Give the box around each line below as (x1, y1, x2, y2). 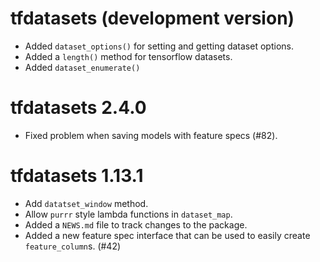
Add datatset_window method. (24, 197, 149, 209)
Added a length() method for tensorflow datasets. (24, 50, 233, 62)
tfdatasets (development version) (10, 7, 295, 30)
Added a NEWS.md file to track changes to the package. (24, 218, 248, 231)
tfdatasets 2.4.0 (10, 97, 147, 119)
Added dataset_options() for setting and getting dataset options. (24, 40, 294, 52)
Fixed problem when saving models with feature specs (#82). (24, 129, 278, 141)
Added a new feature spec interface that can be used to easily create (24, 229, 311, 241)
